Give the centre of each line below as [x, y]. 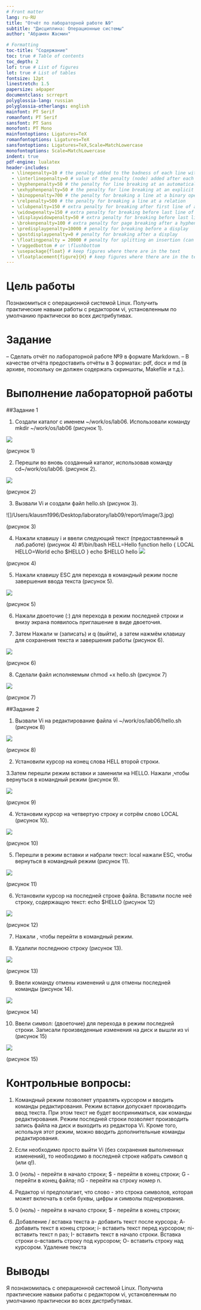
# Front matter [25, 12]
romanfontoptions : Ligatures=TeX [48, 140]
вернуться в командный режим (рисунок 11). [72, 862]
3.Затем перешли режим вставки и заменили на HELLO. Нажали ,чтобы [98, 773]
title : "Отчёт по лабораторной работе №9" [60, 23]
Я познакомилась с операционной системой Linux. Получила [85, 1288]
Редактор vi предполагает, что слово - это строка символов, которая [104, 1192]
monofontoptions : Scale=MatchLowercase [56, 150]
